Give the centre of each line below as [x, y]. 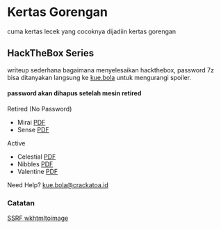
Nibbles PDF [35, 164]
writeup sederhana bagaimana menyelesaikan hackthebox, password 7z [110, 70]
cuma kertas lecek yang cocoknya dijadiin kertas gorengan [91, 31]
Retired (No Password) [40, 109]
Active [16, 143]
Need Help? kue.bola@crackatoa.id [58, 184]
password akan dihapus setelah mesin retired [74, 93]
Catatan [21, 203]
